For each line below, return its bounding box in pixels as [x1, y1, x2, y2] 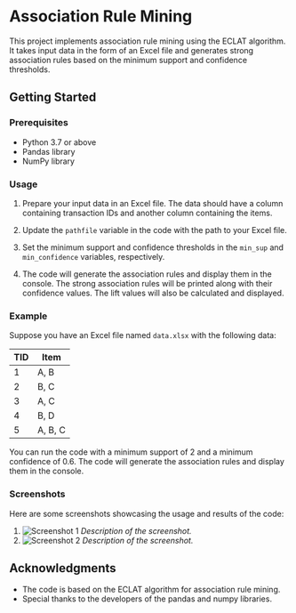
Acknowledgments [9, 561, 117, 576]
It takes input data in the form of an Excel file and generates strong [9, 44, 254, 55]
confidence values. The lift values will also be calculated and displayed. [21, 287, 284, 298]
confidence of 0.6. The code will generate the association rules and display [9, 456, 284, 467]
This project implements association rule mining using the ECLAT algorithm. [9, 36, 286, 46]
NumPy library [21, 156, 76, 166]
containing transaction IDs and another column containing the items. [21, 207, 273, 218]
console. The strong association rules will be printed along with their [21, 278, 273, 288]
